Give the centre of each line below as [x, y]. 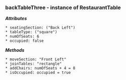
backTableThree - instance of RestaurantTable [63, 8]
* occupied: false [24, 41]
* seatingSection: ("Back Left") [40, 28]
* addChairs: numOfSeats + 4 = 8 [40, 68]
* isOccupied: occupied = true [38, 73]
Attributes [16, 19]
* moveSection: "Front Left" [36, 59]
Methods [15, 50]
